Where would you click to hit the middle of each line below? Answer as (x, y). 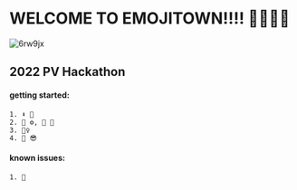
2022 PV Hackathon (67, 72)
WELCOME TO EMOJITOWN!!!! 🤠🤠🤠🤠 (150, 19)
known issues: (38, 158)
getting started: (39, 95)
